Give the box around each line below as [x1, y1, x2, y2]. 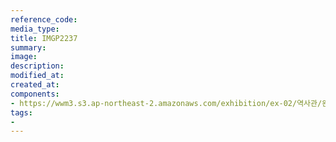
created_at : [10, 80, 60, 90]
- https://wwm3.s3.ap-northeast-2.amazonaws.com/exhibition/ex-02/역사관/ [10, 98, 323, 108]
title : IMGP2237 [10, 33, 78, 43]
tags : [10, 107, 33, 118]
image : [10, 52, 38, 62]
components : [10, 89, 60, 99]
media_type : [10, 24, 60, 34]
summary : [10, 42, 47, 53]
